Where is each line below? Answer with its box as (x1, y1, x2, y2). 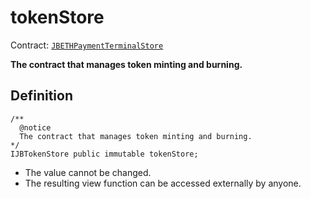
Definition (10, 87, 73, 105)
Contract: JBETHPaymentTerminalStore (10, 39, 164, 51)
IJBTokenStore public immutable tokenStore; (10, 149, 199, 159)
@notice (19, 122, 52, 133)
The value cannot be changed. (24, 166, 152, 178)
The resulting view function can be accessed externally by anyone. (24, 177, 302, 189)
